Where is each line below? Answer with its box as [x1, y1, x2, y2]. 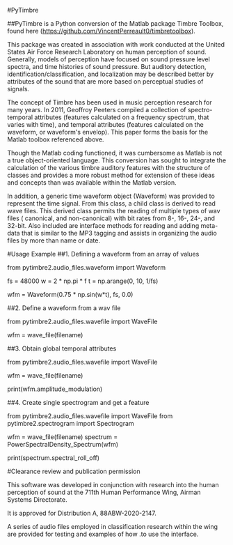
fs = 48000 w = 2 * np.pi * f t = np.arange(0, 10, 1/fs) [7, 277, 159, 285]
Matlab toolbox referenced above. [7, 135, 104, 144]
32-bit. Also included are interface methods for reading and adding [7, 222, 200, 229]
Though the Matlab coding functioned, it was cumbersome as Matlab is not [7, 149, 223, 157]
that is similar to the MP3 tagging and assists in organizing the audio [21, 229, 217, 237]
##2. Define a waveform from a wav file [7, 304, 121, 312]
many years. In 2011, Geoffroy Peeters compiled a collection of [7, 106, 186, 114]
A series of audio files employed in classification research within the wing [7, 523, 218, 530]
